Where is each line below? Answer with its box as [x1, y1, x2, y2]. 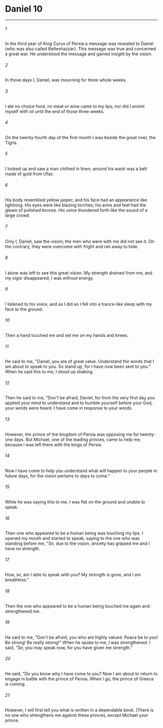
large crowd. [5, 212, 30, 219]
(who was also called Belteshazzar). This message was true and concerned [5, 46, 156, 52]
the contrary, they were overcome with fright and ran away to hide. [5, 244, 139, 250]
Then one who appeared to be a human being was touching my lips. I [5, 530, 144, 536]
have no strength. [5, 546, 40, 552]
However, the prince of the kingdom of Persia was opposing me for [5, 431, 139, 437]
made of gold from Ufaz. [5, 171, 54, 176]
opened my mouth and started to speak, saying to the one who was [5, 536, 140, 541]
